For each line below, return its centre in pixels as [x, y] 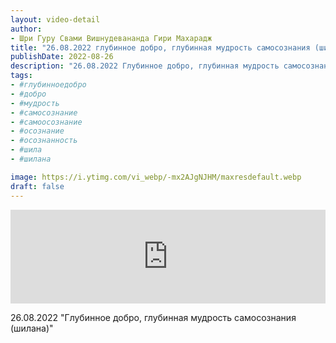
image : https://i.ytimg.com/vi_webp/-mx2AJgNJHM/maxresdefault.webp [156, 177]
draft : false [37, 186]
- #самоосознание [46, 122]
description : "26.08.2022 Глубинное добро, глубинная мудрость [145, 66]
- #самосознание [44, 112]
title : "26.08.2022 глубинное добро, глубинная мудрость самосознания [160, 47]
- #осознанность [44, 141]
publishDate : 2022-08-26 [62, 57]
